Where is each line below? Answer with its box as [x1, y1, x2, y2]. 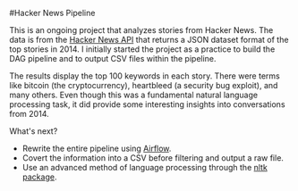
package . [21, 171, 57, 182]
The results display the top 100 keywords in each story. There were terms [9, 71, 280, 81]
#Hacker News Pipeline [9, 8, 96, 18]
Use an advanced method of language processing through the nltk [21, 162, 268, 172]
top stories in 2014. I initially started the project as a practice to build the [9, 44, 276, 54]
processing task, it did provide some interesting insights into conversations [9, 99, 285, 110]
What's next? [9, 126, 58, 137]
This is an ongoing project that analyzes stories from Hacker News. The [9, 25, 274, 35]
